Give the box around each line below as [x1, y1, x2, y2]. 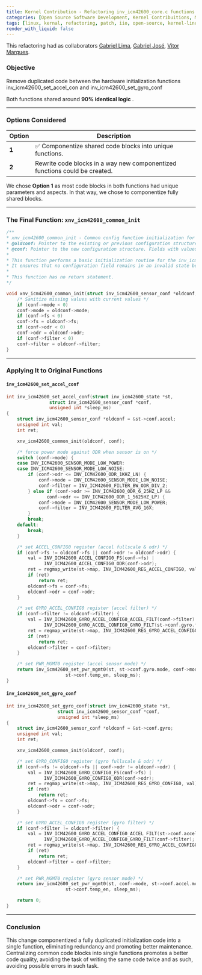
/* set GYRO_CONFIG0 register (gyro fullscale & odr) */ [17, 758, 163, 764]
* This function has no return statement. [6, 274, 114, 280]
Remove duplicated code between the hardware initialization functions [6, 77, 181, 84]
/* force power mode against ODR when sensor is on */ [17, 449, 158, 455]
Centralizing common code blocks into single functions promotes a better [6, 950, 188, 957]
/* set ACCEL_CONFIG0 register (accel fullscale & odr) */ [17, 544, 168, 550]
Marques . [6, 49, 30, 56]
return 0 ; [17, 897, 42, 904]
